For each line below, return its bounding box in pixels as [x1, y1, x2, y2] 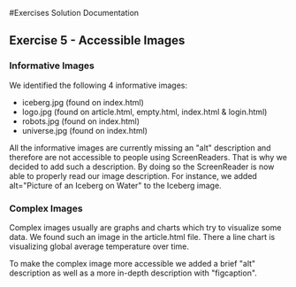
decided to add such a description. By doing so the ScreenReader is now [9, 161, 275, 172]
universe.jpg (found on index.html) [21, 125, 148, 136]
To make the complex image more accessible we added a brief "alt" [9, 258, 256, 268]
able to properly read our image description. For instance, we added [9, 170, 258, 181]
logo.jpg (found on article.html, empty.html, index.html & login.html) [21, 106, 268, 117]
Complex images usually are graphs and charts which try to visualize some [9, 221, 282, 233]
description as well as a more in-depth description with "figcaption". [9, 268, 258, 278]
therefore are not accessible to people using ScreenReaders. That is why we [9, 151, 287, 162]
